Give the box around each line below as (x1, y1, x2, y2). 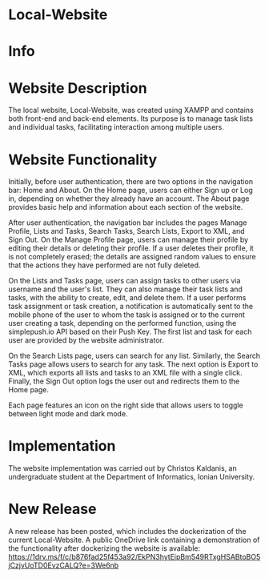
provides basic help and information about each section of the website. (8, 203, 243, 212)
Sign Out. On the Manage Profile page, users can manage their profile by (8, 235, 249, 245)
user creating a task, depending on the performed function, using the (8, 319, 237, 328)
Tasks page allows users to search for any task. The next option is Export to (8, 359, 259, 369)
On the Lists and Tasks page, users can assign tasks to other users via (8, 276, 241, 286)
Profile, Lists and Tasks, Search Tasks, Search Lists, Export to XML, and (8, 227, 246, 236)
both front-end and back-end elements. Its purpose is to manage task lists (8, 114, 254, 123)
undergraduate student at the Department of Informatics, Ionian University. (8, 472, 255, 482)
